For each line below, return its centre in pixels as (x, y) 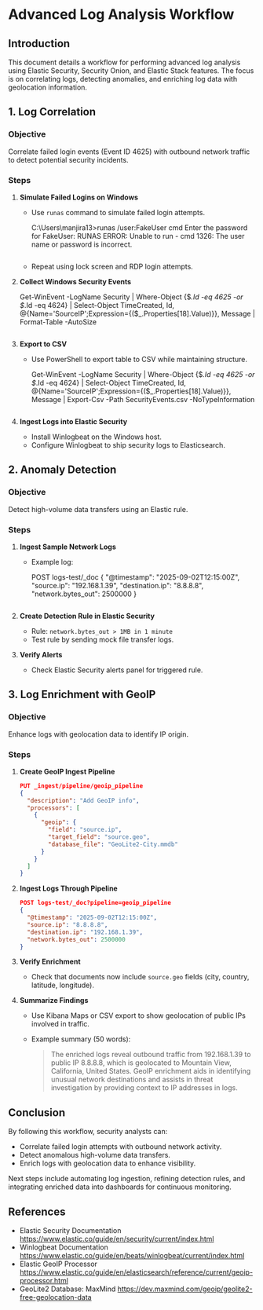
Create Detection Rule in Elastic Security (87, 616)
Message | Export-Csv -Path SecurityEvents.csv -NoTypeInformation (143, 399)
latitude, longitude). (62, 985)
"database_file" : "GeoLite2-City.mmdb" (113, 844)
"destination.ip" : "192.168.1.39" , (85, 932)
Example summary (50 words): (81, 1039)
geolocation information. (48, 87)
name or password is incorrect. (82, 244)
